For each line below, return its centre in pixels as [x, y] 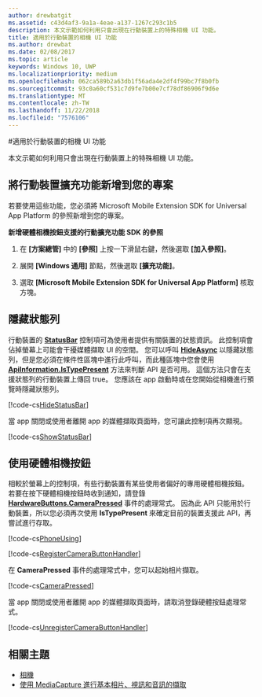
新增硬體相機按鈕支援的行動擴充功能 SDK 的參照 [86, 232]
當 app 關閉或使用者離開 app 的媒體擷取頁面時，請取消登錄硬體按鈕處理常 [127, 602]
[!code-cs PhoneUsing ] [45, 539]
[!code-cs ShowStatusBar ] [50, 437]
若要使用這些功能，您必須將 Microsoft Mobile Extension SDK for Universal [127, 205]
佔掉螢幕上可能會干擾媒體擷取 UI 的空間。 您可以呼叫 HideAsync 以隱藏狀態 [131, 349]
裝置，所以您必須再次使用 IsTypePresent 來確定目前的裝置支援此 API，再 [133, 513]
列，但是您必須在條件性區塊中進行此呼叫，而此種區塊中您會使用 [111, 360]
